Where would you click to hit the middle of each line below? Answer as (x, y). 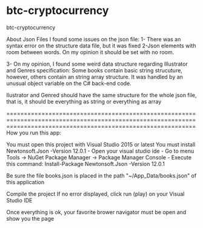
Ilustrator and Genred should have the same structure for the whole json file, (101, 95)
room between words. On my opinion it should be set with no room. (90, 52)
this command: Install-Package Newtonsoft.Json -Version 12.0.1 (85, 164)
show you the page (30, 218)
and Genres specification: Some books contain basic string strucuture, (95, 70)
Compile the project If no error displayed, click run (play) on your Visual (95, 194)
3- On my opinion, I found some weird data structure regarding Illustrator (97, 64)
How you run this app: (34, 133)
